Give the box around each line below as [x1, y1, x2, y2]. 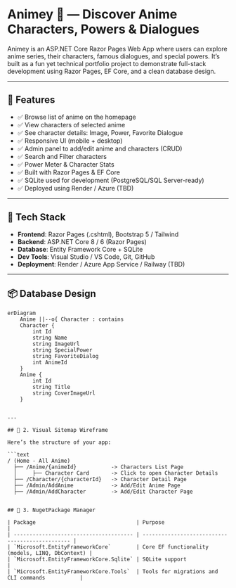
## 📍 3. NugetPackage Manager [7, 506, 96, 514]
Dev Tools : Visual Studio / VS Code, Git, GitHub [17, 253, 155, 261]
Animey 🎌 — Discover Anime [7, 6, 178, 23]
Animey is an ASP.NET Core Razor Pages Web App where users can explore [7, 44, 228, 53]
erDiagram [7, 309, 37, 317]
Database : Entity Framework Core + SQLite [17, 245, 143, 253]
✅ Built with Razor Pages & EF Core [17, 168, 121, 177]
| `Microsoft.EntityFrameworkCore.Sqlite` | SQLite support [7, 556, 188, 563]
